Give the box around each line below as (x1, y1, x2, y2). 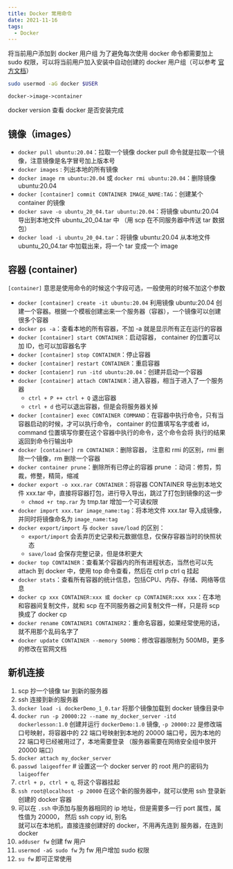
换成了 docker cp (17, 610, 68, 618)
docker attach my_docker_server (17, 755, 111, 762)
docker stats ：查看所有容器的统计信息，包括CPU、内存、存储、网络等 (17, 575, 220, 584)
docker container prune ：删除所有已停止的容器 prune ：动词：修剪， (17, 463, 216, 471)
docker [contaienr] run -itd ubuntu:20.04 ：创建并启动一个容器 (17, 368, 203, 376)
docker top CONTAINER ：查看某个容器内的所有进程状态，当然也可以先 (17, 558, 214, 566)
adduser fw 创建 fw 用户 (17, 837, 86, 845)
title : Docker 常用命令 (8, 10, 72, 17)
